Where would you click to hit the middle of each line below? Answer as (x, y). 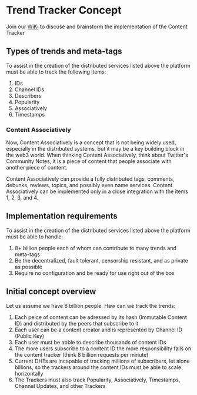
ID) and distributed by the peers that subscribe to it (76, 323)
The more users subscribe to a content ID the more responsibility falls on (103, 348)
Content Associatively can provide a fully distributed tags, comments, (90, 179)
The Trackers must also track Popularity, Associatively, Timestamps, (97, 380)
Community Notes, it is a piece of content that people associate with (89, 161)
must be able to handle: (35, 237)
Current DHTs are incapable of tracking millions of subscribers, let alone (102, 361)
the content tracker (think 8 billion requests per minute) (81, 354)
